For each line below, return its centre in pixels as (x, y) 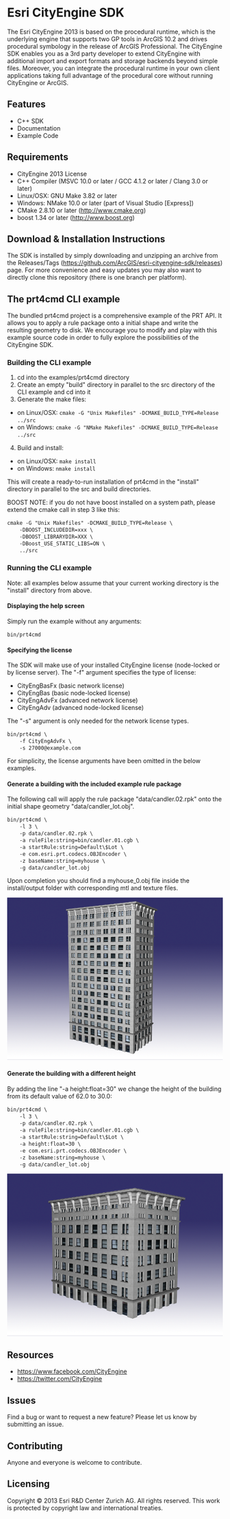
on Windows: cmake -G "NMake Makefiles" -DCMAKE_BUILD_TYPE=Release (117, 427)
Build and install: (40, 448)
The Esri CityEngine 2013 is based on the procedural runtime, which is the (111, 32)
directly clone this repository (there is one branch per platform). (97, 278)
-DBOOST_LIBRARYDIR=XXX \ (56, 537)
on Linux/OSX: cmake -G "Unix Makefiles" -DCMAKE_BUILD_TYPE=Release (118, 413)
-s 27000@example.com (50, 748)
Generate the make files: (52, 399)
